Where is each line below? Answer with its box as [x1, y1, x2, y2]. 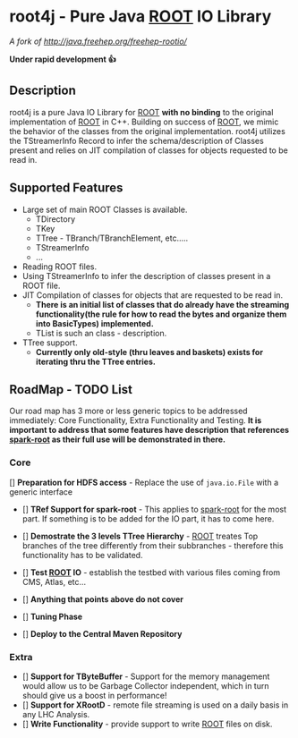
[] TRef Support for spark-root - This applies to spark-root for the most [21, 504, 286, 514]
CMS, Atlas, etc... [21, 576, 87, 587]
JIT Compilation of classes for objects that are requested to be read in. [21, 289, 284, 301]
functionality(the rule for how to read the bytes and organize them [35, 309, 287, 319]
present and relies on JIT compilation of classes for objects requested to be [9, 145, 288, 156]
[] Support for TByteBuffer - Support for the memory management [21, 671, 270, 682]
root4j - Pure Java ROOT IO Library [9, 6, 272, 27]
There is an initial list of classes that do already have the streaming [35, 299, 290, 310]
